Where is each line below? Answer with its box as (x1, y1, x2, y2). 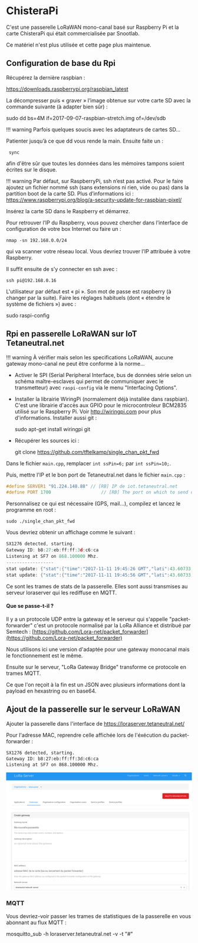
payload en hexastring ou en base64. (6, 687, 97, 694)
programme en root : (6, 507, 57, 514)
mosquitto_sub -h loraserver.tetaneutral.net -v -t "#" (6, 930, 134, 937)
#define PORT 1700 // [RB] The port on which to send (6, 489, 189, 495)
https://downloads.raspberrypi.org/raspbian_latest (6, 85, 128, 92)
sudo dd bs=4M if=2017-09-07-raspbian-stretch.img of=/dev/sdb (6, 114, 166, 121)
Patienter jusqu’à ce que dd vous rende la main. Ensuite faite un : (6, 137, 164, 144)
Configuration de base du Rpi (6, 58, 116, 68)
